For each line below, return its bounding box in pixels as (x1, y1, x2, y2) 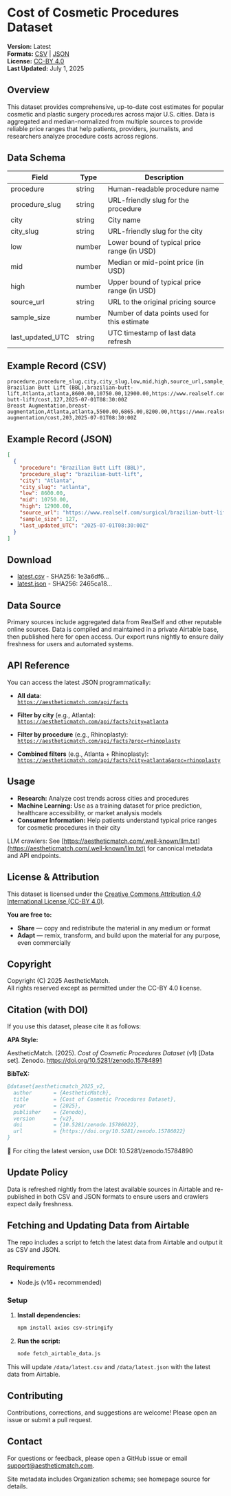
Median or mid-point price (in (107, 257, 204, 267)
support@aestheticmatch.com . (7, 1461, 95, 1470)
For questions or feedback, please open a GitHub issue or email (7, 1454, 188, 1462)
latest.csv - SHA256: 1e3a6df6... (16, 572, 109, 581)
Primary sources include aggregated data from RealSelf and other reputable (7, 618, 222, 626)
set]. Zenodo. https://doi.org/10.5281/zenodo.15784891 (7, 1057, 162, 1065)
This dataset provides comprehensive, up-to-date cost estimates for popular (7, 102, 224, 111)
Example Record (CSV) (7, 360, 107, 372)
